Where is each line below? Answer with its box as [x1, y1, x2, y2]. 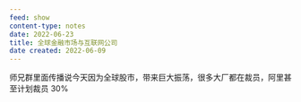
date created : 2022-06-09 [9, 47, 106, 55]
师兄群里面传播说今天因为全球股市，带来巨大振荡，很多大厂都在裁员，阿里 [9, 72, 284, 83]
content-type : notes [9, 21, 87, 30]
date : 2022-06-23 [9, 30, 74, 38]
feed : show [9, 13, 50, 22]
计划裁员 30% [16, 83, 69, 94]
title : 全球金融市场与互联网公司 [9, 38, 118, 47]
